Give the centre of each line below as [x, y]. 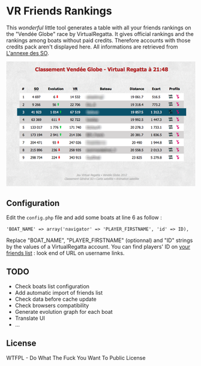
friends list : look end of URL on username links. [65, 253]
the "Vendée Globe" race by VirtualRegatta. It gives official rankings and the [100, 34]
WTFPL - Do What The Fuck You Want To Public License [76, 358]
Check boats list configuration [52, 286]
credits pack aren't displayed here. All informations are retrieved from [92, 47]
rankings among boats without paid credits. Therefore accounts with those [98, 40]
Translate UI [30, 318]
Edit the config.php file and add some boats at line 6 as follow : [84, 217]
